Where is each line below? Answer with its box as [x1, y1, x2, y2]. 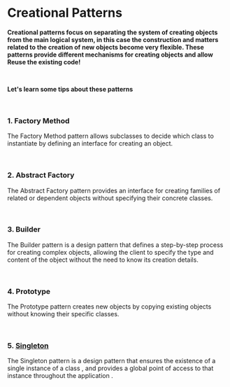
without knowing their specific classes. [7, 310, 120, 318]
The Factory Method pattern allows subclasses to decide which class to [7, 132, 215, 141]
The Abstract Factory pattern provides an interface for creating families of [7, 186, 221, 195]
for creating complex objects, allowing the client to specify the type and [7, 248, 215, 256]
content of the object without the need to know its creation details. [7, 255, 199, 264]
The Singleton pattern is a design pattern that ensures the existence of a [7, 357, 216, 365]
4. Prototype [7, 286, 51, 296]
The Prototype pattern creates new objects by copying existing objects [7, 302, 212, 311]
